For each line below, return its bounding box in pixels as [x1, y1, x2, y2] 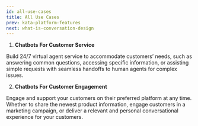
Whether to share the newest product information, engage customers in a [6, 101, 186, 108]
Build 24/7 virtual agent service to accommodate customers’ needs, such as [6, 53, 193, 60]
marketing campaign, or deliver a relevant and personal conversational [6, 107, 179, 114]
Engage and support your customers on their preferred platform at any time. [6, 95, 192, 102]
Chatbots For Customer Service [14, 41, 95, 49]
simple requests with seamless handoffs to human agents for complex [6, 66, 178, 73]
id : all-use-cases [6, 8, 52, 15]
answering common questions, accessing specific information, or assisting [6, 59, 189, 66]
